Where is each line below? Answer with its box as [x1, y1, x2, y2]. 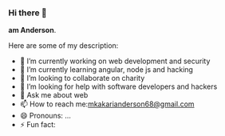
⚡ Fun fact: [19, 120, 56, 130]
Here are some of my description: [8, 41, 119, 50]
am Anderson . [8, 26, 57, 35]
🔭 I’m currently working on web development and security [19, 56, 211, 66]
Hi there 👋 [8, 7, 48, 18]
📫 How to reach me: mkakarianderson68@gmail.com [19, 99, 195, 109]
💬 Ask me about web [19, 90, 89, 100]
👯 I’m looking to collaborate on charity [19, 74, 145, 83]
